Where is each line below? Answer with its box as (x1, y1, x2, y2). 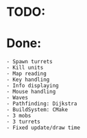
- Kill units (6, 65, 44, 71)
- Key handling (6, 76, 50, 83)
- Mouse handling (6, 89, 56, 95)
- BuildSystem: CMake (6, 106, 69, 113)
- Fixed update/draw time (6, 124, 80, 131)
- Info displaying (6, 82, 59, 89)
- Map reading (6, 70, 47, 78)
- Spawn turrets (6, 58, 53, 65)
